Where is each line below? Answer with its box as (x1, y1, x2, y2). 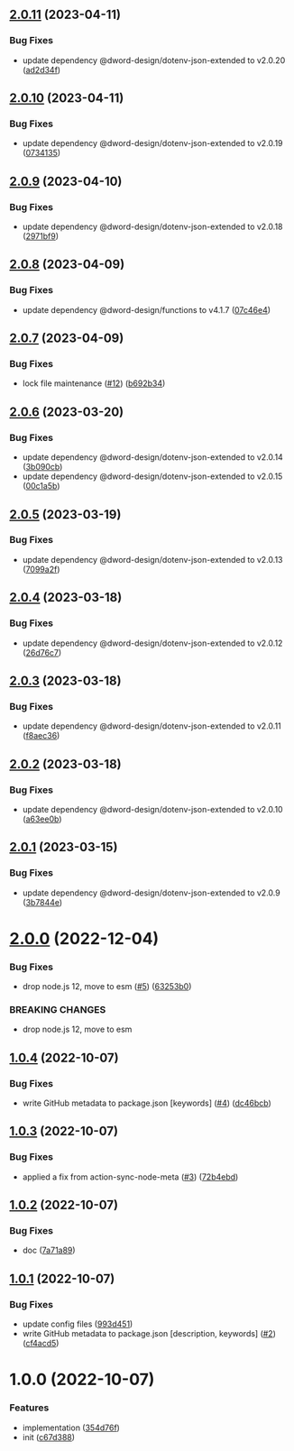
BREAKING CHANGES (9, 1003, 106, 1015)
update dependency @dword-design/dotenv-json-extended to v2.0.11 (22, 721, 281, 731)
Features (9, 1401, 50, 1414)
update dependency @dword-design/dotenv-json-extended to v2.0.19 (22, 138, 283, 149)
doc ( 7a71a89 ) (22, 1244, 76, 1256)
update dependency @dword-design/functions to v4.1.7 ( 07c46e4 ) (22, 304, 271, 315)
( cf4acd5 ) (22, 1338, 60, 1349)
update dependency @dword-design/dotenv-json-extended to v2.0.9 (22, 887, 281, 898)
